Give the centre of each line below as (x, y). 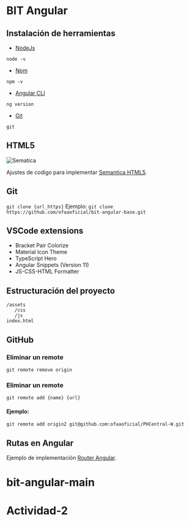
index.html (20, 321)
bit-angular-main (51, 483)
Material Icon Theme (41, 252)
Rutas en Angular (40, 443)
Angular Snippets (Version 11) (52, 265)
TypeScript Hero (36, 258)
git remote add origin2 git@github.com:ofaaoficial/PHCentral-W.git (95, 424)
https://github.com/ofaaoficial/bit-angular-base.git (76, 212)
